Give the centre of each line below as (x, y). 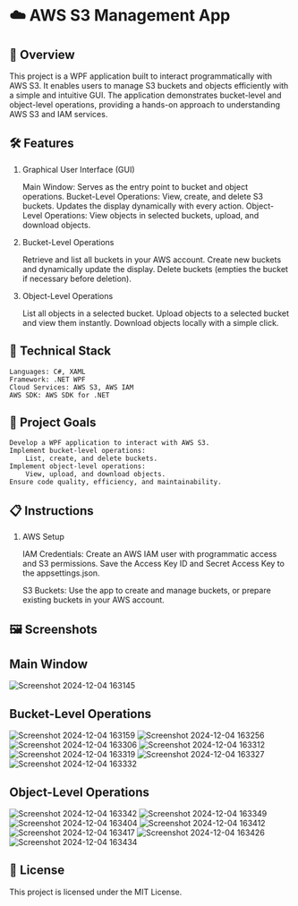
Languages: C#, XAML (48, 372)
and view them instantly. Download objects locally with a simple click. (150, 322)
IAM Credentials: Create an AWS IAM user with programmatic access (149, 554)
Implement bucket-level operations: (77, 451)
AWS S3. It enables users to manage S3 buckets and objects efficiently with (149, 85)
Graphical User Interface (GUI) (79, 169)
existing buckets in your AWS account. (94, 600)
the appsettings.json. (61, 573)
